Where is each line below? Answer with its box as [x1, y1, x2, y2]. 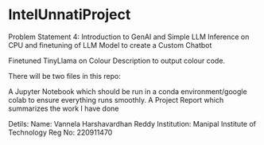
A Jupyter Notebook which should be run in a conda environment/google [8, 86, 248, 96]
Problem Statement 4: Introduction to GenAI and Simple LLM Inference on [8, 32, 250, 41]
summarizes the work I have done [8, 104, 119, 113]
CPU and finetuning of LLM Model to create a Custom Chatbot [8, 40, 212, 49]
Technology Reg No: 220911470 [8, 127, 113, 137]
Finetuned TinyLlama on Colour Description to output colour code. [8, 56, 225, 65]
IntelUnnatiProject [8, 6, 131, 24]
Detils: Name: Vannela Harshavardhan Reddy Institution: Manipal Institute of [8, 119, 257, 128]
